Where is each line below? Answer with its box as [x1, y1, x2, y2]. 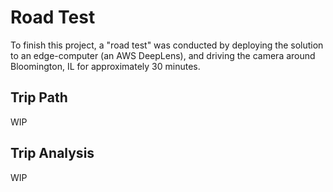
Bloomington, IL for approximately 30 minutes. [10, 60, 201, 72]
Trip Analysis [10, 145, 95, 162]
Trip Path [10, 89, 68, 106]
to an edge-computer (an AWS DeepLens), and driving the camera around [10, 49, 316, 61]
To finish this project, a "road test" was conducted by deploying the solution [10, 39, 324, 51]
